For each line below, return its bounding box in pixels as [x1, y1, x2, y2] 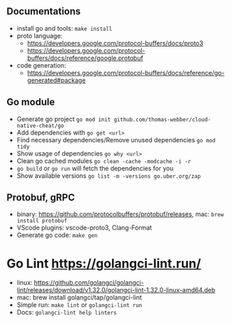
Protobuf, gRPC [6, 192, 75, 204]
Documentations [6, 6, 81, 17]
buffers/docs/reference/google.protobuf [27, 54, 144, 62]
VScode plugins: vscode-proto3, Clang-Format [16, 223, 152, 232]
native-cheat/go [16, 122, 64, 129]
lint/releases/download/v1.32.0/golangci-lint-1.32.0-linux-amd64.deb [16, 286, 216, 294]
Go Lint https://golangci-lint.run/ [6, 255, 201, 271]
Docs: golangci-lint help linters [16, 308, 117, 317]
